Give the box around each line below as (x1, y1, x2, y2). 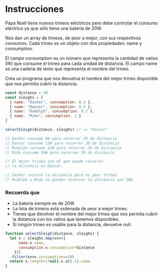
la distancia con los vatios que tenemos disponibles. (12, 216, 120, 222)
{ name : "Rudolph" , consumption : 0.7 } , (9, 109, 95, 114)
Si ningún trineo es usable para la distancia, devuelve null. (12, 222, 132, 228)
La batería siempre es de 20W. (12, 200, 76, 206)
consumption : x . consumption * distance (18, 245, 95, 250)
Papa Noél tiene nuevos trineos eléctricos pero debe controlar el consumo (5, 20, 158, 26)
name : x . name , (18, 240, 46, 245)
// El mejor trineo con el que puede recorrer (5, 159, 104, 164)
